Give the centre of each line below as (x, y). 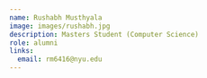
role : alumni (34, 43)
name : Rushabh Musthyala (56, 17)
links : (22, 51)
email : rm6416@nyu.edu (60, 59)
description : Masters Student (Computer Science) (104, 34)
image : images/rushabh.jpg (60, 26)
